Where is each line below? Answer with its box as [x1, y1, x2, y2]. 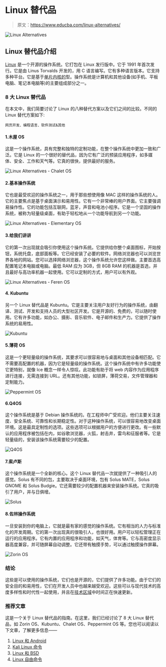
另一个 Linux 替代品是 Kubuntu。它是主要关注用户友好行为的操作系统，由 [5, 302, 154, 308]
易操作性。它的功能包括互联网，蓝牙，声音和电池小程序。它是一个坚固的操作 [5, 204, 161, 210]
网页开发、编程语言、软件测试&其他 [5, 123, 66, 128]
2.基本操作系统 [5, 180, 36, 186]
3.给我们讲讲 [5, 232, 31, 238]
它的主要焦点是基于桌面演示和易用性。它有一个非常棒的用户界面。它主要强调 [5, 198, 161, 204]
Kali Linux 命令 [12, 644, 42, 650]
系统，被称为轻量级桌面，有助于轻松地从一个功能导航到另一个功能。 [5, 210, 144, 216]
